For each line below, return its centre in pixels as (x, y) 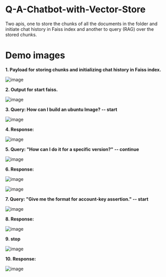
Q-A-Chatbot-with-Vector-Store (76, 10)
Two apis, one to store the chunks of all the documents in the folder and (81, 24)
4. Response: (20, 129)
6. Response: (20, 169)
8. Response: (20, 219)
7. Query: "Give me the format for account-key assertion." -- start (77, 199)
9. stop (13, 239)
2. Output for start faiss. (32, 89)
